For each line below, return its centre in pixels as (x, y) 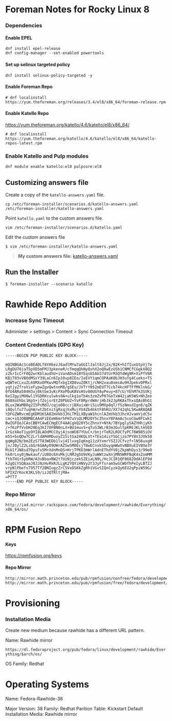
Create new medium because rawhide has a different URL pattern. (75, 630)
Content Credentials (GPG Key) (45, 345)
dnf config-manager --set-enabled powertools (55, 53)
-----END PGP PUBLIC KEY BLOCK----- (44, 481)
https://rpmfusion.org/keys (34, 556)
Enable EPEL (19, 37)
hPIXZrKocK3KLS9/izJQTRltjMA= (38, 472)
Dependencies (24, 26)
